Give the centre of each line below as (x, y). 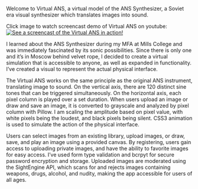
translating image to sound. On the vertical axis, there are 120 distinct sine (96, 87)
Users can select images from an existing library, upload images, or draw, (95, 136)
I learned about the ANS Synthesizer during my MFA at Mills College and (94, 44)
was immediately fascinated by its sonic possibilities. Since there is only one (99, 50)
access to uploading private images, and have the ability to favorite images (97, 148)
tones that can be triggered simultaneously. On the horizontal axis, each (94, 93)
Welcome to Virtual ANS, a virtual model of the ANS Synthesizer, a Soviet (95, 9)
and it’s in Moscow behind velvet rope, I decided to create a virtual (87, 56)
